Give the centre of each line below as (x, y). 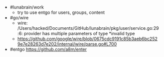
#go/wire (19, 18)
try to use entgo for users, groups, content (61, 12)
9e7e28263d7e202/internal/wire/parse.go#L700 (67, 44)
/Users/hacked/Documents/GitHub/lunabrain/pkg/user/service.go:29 (88, 28)
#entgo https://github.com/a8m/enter (48, 49)
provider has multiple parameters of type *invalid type (80, 33)
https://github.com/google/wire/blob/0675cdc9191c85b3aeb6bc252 (87, 39)
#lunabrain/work (27, 7)
